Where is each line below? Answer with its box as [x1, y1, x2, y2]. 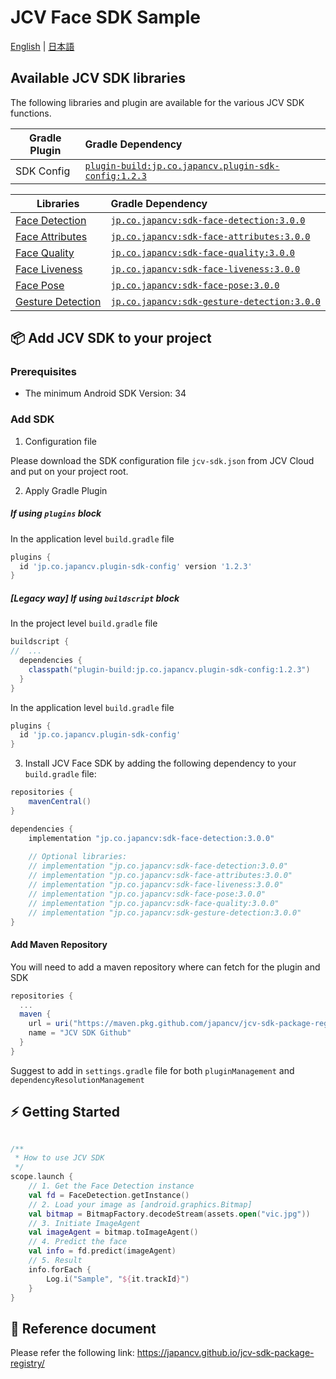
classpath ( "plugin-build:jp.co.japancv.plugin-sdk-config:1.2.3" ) [28, 664, 311, 675]
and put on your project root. [10, 465, 129, 477]
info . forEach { [28, 1264, 92, 1275]
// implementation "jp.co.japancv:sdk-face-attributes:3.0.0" [28, 871, 293, 881]
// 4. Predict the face [28, 1237, 128, 1247]
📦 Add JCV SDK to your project [10, 330, 212, 347]
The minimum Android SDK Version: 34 [24, 387, 187, 400]
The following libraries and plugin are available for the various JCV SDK [10, 96, 305, 108]
